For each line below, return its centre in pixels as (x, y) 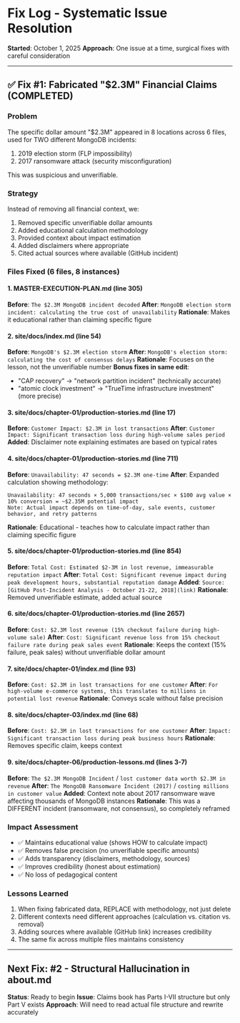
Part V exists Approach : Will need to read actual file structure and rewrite (115, 1004)
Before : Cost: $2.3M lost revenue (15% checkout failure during (104, 629)
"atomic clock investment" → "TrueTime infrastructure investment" (116, 389)
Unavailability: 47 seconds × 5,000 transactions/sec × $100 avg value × (120, 495)
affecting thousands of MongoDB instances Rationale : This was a (104, 801)
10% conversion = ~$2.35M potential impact (73, 501)
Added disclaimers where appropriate (73, 245)
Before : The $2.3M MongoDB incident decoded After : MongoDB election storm (119, 304)
